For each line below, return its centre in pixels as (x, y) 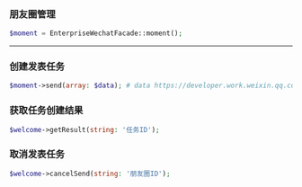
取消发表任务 (37, 155)
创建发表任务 (37, 67)
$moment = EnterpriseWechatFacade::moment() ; (96, 33)
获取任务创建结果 (46, 111)
